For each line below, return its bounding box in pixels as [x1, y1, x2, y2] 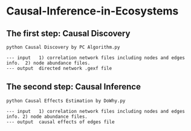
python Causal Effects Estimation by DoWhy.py [6, 98, 126, 104]
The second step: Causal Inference [6, 81, 141, 92]
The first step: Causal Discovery [6, 28, 131, 39]
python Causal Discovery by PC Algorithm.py [6, 44, 120, 50]
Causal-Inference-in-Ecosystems [6, 4, 179, 18]
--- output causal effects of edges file [6, 119, 115, 125]
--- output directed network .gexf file [6, 65, 112, 71]
